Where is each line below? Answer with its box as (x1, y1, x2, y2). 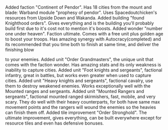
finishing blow (5, 47, 34, 52)
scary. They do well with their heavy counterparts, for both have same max (5, 99, 160, 104)
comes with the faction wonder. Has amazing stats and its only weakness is (5, 62, 161, 67)
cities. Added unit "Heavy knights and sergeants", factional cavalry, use (5, 77, 153, 83)
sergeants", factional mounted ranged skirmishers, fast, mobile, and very (5, 93, 156, 99)
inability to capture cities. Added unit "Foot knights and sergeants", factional (5, 67, 162, 73)
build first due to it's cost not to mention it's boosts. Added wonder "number (5, 25, 163, 31)
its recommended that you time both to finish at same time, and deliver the (5, 41, 159, 47)
